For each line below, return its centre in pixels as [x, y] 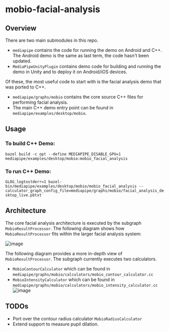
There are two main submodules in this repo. [52, 40]
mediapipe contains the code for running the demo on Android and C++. [87, 50]
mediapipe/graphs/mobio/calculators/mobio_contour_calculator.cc [83, 275]
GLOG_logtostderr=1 [26, 182]
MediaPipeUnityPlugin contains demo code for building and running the [87, 66]
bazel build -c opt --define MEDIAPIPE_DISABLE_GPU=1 [63, 154]
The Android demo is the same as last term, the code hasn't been [81, 55]
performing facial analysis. [40, 102]
